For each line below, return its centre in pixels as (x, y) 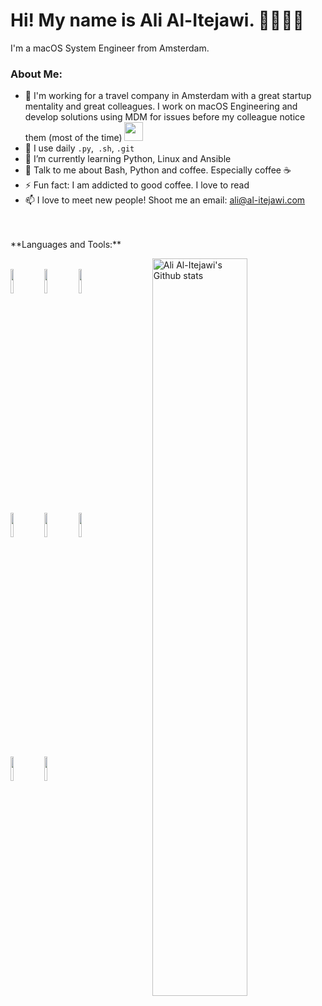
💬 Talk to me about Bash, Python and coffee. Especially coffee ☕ (158, 170)
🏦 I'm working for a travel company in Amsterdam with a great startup (168, 96)
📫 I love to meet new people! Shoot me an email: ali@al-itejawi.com (165, 200)
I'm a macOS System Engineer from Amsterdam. (110, 48)
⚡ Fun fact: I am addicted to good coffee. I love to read (137, 185)
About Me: (36, 74)
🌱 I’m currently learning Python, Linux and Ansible (128, 159)
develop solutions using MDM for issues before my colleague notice (165, 117)
